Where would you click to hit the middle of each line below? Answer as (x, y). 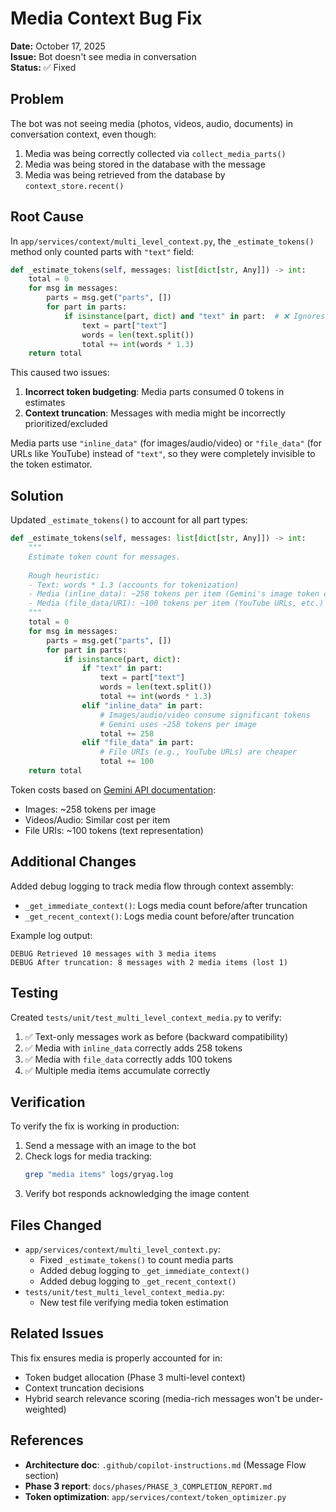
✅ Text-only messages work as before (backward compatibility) (156, 1036)
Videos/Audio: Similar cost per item (97, 819)
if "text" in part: (122, 668)
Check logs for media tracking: (88, 1156)
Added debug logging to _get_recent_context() (138, 1281)
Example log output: (51, 935)
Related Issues (57, 1333)
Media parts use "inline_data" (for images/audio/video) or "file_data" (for (166, 443)
